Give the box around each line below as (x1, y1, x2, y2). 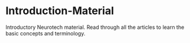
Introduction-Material (5, 4, 114, 18)
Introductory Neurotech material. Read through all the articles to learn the (5, 24, 185, 31)
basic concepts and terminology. (5, 29, 86, 37)
